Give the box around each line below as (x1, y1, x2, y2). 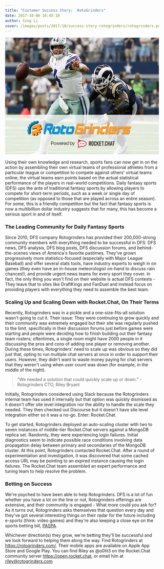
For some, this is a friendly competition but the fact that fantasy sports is (5, 201, 151, 207)
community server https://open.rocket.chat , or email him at (5, 553, 123, 559)
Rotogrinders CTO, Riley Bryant (17, 382, 80, 388)
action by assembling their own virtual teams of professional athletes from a (5, 164, 158, 170)
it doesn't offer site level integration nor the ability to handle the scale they (5, 402, 155, 407)
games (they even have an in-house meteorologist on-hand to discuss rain (5, 265, 155, 271)
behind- (137, 245, 153, 251)
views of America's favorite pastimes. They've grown (29, 250, 136, 256)
